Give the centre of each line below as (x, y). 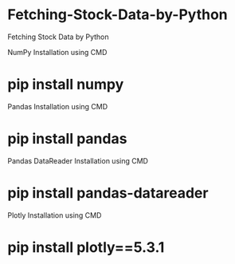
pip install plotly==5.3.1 (86, 247)
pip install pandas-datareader (108, 193)
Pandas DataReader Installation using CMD (78, 160)
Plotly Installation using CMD (55, 215)
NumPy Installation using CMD (57, 52)
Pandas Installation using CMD (58, 106)
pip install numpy (66, 85)
